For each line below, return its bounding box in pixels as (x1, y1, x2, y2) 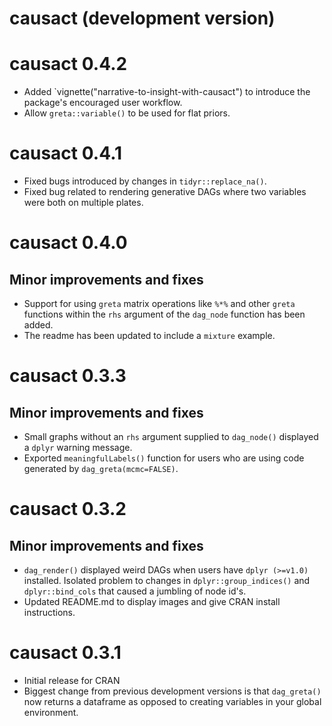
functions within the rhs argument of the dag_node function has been (23, 308, 306, 321)
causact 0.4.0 (9, 232, 128, 254)
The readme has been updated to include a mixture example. (23, 330, 276, 342)
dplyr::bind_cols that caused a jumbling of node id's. (23, 585, 247, 597)
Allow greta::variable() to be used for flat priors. (23, 107, 231, 119)
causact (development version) (9, 7, 276, 30)
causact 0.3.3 (9, 365, 127, 387)
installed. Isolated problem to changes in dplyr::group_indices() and (23, 575, 311, 587)
